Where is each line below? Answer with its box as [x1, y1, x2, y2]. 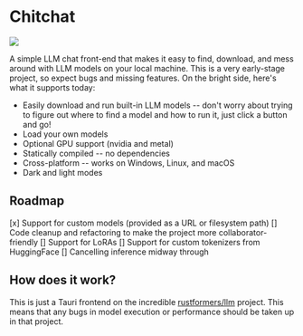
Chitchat [9, 6, 76, 27]
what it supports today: [9, 82, 96, 92]
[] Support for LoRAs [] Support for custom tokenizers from [40, 236, 260, 247]
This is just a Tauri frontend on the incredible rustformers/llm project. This [9, 296, 284, 307]
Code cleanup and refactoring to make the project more [9, 226, 217, 237]
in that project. [9, 315, 64, 327]
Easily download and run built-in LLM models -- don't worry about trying [22, 100, 293, 110]
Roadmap [9, 193, 65, 209]
